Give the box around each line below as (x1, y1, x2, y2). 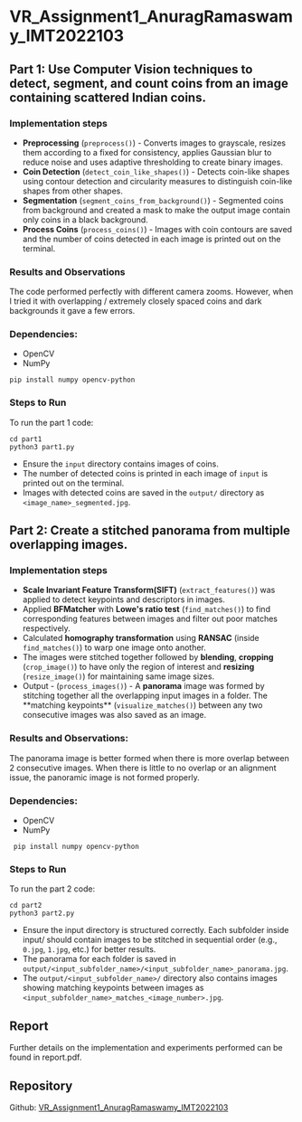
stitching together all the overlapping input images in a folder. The (22, 690, 269, 702)
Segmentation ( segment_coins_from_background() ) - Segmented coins (22, 194, 284, 205)
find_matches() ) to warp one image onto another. (22, 642, 206, 653)
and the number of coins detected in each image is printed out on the (22, 233, 281, 244)
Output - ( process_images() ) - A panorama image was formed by (22, 681, 265, 692)
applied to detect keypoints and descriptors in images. (22, 594, 226, 605)
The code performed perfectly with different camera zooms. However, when (9, 287, 294, 297)
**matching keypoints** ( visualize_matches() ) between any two (22, 700, 263, 711)
